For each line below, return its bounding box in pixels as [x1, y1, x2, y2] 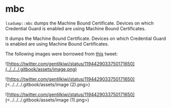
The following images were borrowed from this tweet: [5, 51, 118, 57]
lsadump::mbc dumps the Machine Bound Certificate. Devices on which [5, 20, 154, 26]
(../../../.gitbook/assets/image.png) [5, 66, 77, 72]
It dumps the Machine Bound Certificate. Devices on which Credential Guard [5, 35, 166, 41]
